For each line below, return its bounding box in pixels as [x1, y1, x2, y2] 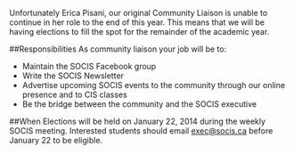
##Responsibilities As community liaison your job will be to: [9, 44, 227, 54]
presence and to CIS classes [21, 89, 127, 100]
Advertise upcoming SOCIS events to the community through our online [21, 80, 286, 90]
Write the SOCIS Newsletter [21, 70, 125, 81]
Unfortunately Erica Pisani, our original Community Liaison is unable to [9, 8, 268, 18]
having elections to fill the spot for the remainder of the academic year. [9, 27, 270, 36]
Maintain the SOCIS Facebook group [21, 61, 157, 71]
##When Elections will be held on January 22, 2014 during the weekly [9, 116, 265, 126]
